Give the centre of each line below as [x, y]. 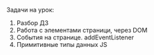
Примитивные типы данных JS [62, 44]
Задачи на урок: [30, 10]
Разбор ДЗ [32, 23]
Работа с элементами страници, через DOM [82, 30]
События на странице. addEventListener [75, 37]
